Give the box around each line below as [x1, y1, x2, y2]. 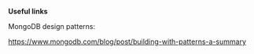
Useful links [8, 7, 49, 16]
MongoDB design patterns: [8, 22, 96, 31]
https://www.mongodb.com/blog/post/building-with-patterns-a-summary [8, 37, 246, 46]
